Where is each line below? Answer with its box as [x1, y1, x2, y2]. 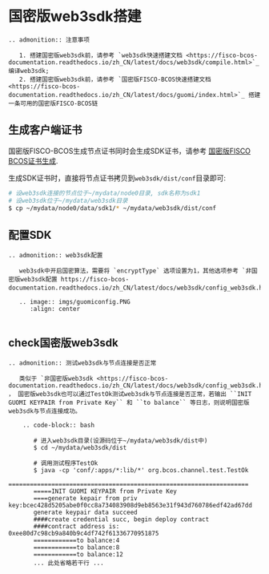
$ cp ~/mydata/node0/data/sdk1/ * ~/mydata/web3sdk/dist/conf [8, 204, 217, 212]
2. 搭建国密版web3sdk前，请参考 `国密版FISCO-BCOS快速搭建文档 [18, 75, 211, 83]
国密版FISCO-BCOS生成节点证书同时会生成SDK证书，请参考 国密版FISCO [8, 146, 251, 156]
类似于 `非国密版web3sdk [18, 374, 94, 382]
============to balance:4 [33, 536, 120, 544]
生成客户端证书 [8, 123, 82, 137]
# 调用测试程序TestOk [33, 459, 98, 467]
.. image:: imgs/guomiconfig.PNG [18, 298, 130, 306]
